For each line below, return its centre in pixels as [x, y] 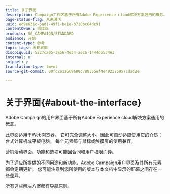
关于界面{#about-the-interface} [73, 103]
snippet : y [17, 62]
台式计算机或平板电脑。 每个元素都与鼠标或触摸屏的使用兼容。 [70, 141]
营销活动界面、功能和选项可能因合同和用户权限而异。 [61, 152]
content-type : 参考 [25, 43]
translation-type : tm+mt [31, 67]
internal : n [18, 57]
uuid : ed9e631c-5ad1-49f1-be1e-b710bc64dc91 [53, 24]
